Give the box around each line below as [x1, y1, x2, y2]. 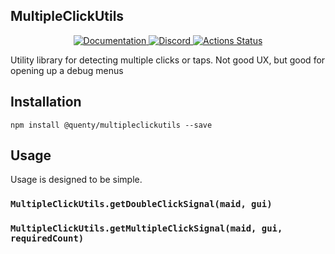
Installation [10, 94, 82, 111]
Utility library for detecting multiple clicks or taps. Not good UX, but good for [10, 54, 326, 66]
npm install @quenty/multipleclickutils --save [10, 120, 213, 130]
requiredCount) [10, 233, 85, 244]
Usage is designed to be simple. [10, 174, 143, 186]
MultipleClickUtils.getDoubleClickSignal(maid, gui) [10, 199, 273, 210]
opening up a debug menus [10, 64, 124, 76]
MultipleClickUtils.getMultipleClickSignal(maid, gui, [10, 223, 283, 234]
